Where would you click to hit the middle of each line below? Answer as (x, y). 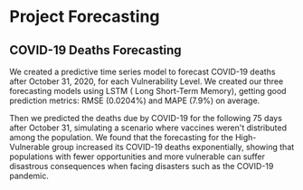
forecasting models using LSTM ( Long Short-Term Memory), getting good (148, 91)
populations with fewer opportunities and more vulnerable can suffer (137, 157)
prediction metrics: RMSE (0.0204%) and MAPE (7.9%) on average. (135, 100)
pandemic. (29, 176)
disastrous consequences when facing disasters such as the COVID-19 (142, 166)
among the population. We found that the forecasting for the (121, 137)
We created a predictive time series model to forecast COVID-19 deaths (142, 71)
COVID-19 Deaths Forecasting (96, 50)
